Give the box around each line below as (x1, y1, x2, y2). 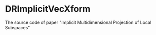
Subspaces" (5, 24, 30, 30)
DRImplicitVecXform (5, 3, 91, 15)
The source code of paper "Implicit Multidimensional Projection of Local (5, 19, 152, 25)
